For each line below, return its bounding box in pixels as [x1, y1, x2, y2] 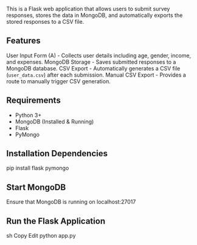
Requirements [6, 95, 61, 106]
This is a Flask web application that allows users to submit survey [6, 5, 170, 12]
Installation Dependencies [6, 148, 108, 159]
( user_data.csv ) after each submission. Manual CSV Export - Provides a [6, 71, 187, 78]
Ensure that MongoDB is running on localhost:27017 [6, 198, 136, 205]
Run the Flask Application [6, 216, 105, 226]
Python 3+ [15, 111, 42, 119]
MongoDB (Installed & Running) [15, 118, 94, 125]
